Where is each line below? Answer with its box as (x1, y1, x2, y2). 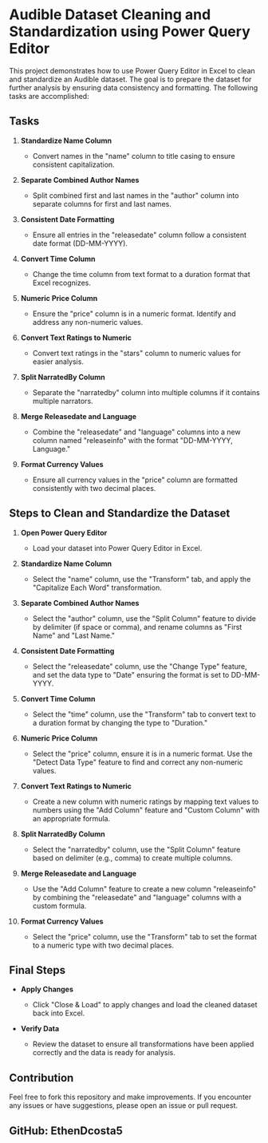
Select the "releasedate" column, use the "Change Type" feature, (32, 661, 248, 671)
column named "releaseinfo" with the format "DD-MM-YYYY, (32, 435, 234, 445)
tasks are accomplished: (9, 91, 90, 101)
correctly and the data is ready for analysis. (32, 1048, 176, 1058)
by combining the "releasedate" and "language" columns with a (32, 892, 242, 902)
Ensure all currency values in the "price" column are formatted (32, 475, 238, 484)
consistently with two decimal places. (32, 483, 156, 492)
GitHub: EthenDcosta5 (9, 1124, 123, 1137)
